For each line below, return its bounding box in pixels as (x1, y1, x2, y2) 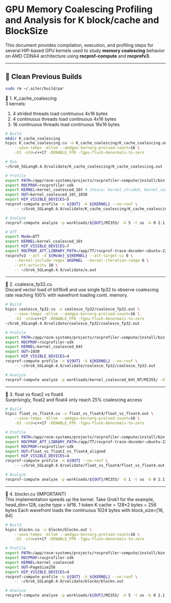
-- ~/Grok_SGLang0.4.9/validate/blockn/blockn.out (14, 579, 124, 584)
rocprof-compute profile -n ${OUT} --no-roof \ (5, 458, 108, 463)
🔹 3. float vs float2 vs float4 (5, 391, 64, 397)
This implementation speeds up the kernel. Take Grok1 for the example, (5, 496, 154, 502)
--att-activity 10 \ (14, 262, 58, 268)
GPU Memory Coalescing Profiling (5, 4, 153, 15)
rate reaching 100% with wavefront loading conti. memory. (5, 292, 128, 298)
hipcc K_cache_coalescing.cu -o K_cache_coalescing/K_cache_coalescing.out (5, 141, 169, 146)
